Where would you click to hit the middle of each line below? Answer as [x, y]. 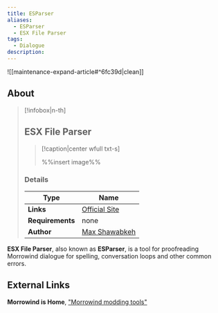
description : [26, 53]
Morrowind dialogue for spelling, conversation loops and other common [109, 256]
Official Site [101, 209]
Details [36, 180]
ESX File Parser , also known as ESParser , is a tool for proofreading [103, 249]
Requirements [51, 220]
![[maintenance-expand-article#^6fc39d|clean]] [75, 72]
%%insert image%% [71, 162]
